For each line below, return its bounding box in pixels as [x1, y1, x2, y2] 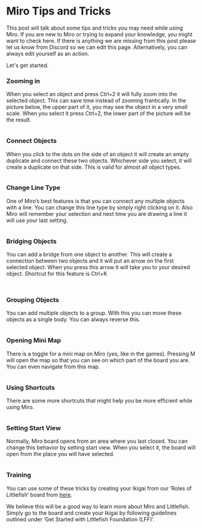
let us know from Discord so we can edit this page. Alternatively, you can [6, 44, 188, 51]
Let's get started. [6, 62, 49, 69]
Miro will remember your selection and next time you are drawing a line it [6, 210, 187, 217]
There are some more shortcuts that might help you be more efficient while [6, 397, 193, 405]
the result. [6, 116, 32, 123]
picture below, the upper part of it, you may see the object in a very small [6, 103, 188, 111]
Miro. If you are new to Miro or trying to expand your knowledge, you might [6, 30, 193, 37]
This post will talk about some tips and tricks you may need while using [6, 24, 183, 31]
